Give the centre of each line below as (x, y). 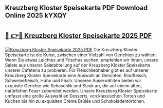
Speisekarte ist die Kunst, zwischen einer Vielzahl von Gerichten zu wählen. (81, 55)
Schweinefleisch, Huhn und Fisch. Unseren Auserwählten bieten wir (73, 80)
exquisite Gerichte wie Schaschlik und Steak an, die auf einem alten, (73, 86)
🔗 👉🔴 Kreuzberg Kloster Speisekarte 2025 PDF (79, 36)
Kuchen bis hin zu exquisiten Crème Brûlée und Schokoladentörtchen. (75, 101)
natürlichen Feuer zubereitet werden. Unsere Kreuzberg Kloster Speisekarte (81, 91)
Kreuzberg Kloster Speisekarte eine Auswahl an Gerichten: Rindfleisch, (76, 75)
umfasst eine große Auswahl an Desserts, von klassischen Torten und (75, 96)
